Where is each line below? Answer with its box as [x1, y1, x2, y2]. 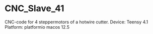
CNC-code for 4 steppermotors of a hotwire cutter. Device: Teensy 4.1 [4, 19, 149, 25]
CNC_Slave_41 [4, 3, 65, 14]
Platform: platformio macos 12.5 [4, 24, 70, 30]
